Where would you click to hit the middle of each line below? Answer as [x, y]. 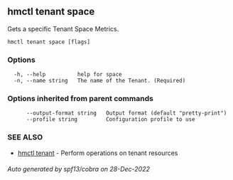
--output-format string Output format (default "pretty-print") [126, 113]
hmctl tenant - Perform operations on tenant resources [98, 153]
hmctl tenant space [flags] [49, 42]
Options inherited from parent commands [81, 99]
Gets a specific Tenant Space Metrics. [63, 28]
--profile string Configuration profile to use [110, 120]
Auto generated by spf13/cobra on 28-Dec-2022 [79, 169]
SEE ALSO [25, 137]
